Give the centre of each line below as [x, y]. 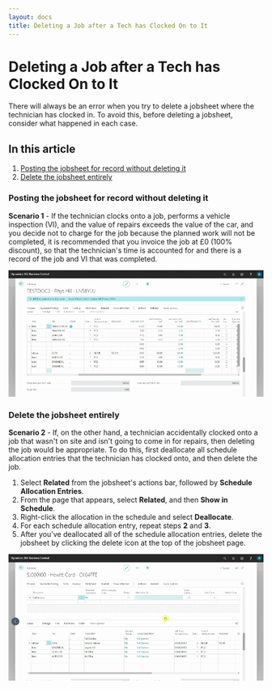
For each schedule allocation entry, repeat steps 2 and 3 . [115, 525]
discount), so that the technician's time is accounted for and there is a [125, 250]
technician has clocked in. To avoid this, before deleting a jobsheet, [121, 115]
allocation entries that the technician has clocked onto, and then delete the [133, 458]
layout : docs [30, 17]
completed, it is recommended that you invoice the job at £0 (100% [120, 241]
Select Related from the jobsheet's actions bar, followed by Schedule [136, 483]
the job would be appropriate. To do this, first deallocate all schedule [123, 449]
